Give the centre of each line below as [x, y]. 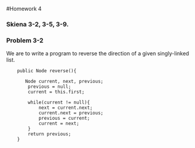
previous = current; [64, 119]
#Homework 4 [24, 9]
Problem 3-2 [25, 40]
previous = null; [49, 87]
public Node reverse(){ [47, 71]
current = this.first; [56, 92]
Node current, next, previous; [64, 82]
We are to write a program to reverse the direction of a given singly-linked [98, 54]
